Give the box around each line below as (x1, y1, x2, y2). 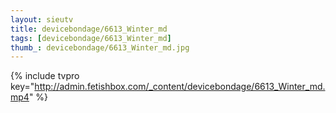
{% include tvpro (10, 70, 80, 82)
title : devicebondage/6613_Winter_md (10, 24, 168, 34)
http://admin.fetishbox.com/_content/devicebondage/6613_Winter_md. (34, 81, 326, 93)
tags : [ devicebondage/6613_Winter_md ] (10, 33, 172, 43)
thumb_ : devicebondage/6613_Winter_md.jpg (10, 42, 190, 53)
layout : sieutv (10, 14, 74, 25)
